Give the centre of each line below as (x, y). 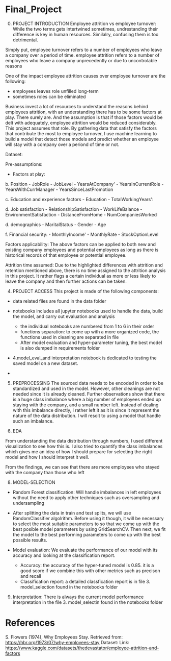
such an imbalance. (33, 421)
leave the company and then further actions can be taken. (66, 281)
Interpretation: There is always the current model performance (78, 597)
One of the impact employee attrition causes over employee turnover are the (85, 76)
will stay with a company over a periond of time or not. (62, 144)
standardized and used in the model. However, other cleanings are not (86, 388)
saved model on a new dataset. (45, 363)
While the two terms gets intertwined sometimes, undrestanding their (85, 29)
